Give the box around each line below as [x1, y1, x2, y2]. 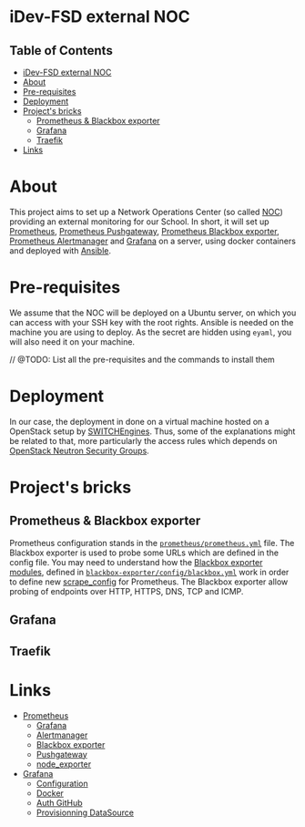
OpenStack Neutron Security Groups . [9, 445, 150, 456]
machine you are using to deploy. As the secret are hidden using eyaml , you [9, 326, 292, 337]
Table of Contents [9, 43, 114, 58]
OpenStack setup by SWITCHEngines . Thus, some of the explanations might [9, 426, 296, 437]
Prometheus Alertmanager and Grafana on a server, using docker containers [9, 235, 296, 246]
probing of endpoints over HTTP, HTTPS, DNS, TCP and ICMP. [9, 585, 244, 596]
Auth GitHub [36, 797, 83, 808]
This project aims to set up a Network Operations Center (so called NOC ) [9, 206, 284, 217]
